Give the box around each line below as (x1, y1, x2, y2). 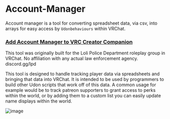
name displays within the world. (5, 98, 73, 104)
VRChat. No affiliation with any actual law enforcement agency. (5, 55, 138, 62)
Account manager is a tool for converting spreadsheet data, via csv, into (5, 20, 158, 26)
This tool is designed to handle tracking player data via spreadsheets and (5, 71, 160, 77)
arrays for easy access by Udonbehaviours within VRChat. (5, 25, 126, 31)
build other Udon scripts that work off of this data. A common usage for (5, 82, 156, 88)
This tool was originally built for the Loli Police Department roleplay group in (5, 50, 165, 56)
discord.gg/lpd (5, 61, 37, 67)
